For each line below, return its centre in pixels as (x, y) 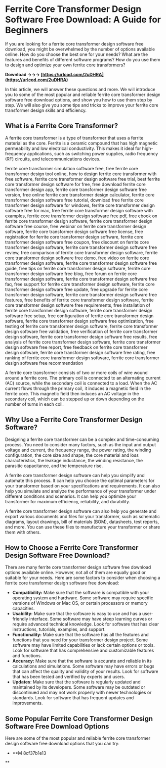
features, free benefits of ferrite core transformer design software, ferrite (80, 300)
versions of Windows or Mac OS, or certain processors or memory (80, 603)
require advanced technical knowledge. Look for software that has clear (85, 624)
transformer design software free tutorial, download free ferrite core (75, 200)
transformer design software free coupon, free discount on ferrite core (77, 242)
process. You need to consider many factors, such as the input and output (81, 444)
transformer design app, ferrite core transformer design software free (76, 190)
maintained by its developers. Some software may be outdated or (79, 687)
